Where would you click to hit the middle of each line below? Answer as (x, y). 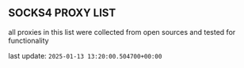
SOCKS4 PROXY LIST (62, 13)
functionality (29, 40)
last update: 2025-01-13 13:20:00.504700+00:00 (85, 55)
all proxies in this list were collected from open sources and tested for (122, 32)
